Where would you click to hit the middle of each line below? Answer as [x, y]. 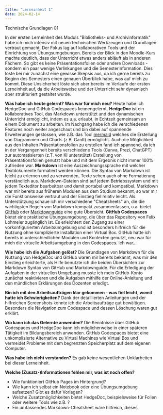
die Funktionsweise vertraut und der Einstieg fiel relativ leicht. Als [70, 196]
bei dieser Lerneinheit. [27, 363]
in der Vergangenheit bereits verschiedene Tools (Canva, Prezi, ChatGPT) [79, 150]
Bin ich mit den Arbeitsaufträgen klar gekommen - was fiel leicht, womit [79, 292]
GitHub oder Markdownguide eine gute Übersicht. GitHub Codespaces [76, 212]
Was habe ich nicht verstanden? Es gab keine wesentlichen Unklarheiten [79, 358]
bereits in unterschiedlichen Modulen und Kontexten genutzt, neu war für [78, 237]
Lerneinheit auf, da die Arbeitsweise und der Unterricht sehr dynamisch [76, 89]
